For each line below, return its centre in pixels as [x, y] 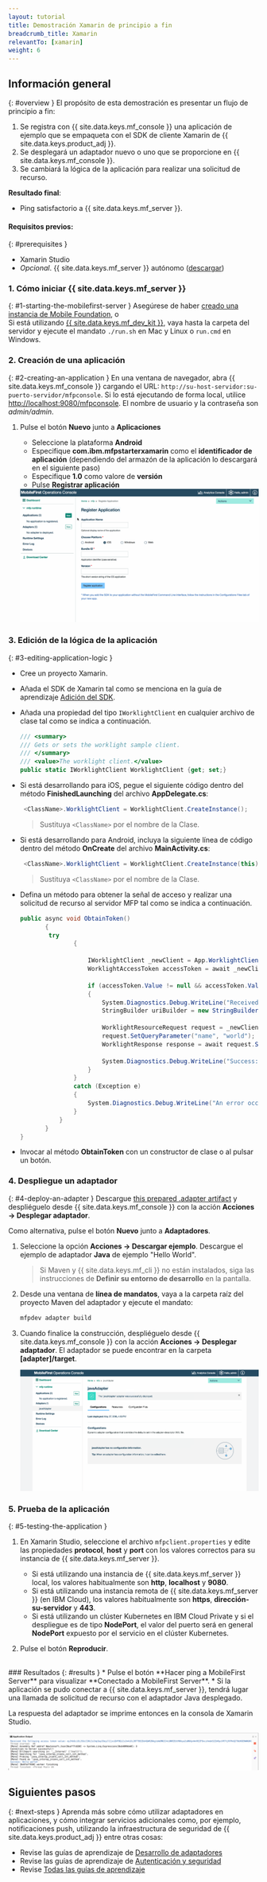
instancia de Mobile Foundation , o [64, 314]
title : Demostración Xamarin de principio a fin [90, 25]
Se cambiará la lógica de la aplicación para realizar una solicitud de [130, 169]
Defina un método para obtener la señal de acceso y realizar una [126, 894]
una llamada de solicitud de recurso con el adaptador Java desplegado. [126, 1698]
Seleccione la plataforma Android [87, 442]
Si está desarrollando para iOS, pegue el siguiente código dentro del [132, 785]
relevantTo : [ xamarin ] [46, 42]
